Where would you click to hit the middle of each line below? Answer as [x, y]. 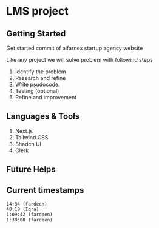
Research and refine [40, 78]
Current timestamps [45, 190]
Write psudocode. [37, 84]
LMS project [37, 11]
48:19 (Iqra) [23, 210]
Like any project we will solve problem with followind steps [80, 60]
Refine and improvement [46, 97]
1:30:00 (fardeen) [29, 220]
